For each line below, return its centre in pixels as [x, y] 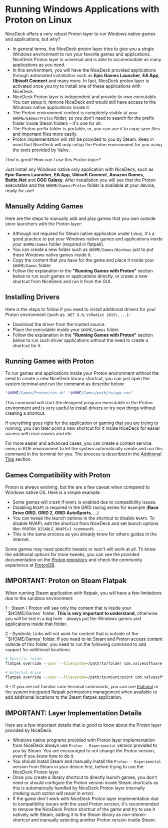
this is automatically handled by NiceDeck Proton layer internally [78, 788]
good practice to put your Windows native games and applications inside [87, 238]
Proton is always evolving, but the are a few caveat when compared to [77, 487]
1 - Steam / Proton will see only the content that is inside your [68, 608]
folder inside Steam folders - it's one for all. [57, 123]
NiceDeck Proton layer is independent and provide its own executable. [85, 97]
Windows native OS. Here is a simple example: [53, 492]
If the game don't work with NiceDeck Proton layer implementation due [85, 799]
